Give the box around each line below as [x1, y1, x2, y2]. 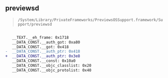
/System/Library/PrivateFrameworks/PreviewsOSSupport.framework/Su [17, 17, 163, 22]
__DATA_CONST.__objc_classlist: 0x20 [12, 63, 92, 68]
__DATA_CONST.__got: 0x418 [12, 44, 69, 49]
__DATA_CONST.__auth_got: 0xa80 [12, 40, 80, 45]
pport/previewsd [17, 22, 52, 27]
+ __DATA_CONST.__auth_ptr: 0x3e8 [5, 54, 80, 59]
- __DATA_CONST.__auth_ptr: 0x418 [5, 49, 80, 54]
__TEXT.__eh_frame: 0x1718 [12, 35, 69, 40]
